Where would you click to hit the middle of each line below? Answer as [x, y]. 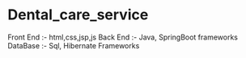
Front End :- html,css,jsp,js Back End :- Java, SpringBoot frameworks [123, 37]
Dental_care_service [78, 15]
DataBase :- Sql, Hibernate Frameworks [74, 45]
